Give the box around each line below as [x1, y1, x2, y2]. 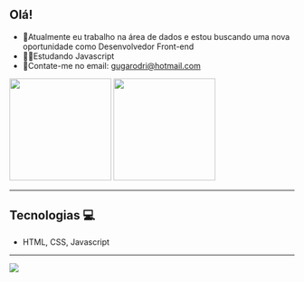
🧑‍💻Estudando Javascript [22, 50, 115, 62]
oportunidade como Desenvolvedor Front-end [22, 41, 195, 52]
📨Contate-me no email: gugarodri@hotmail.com [22, 60, 201, 71]
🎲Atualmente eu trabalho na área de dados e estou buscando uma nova [22, 31, 290, 42]
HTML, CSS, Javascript [22, 236, 110, 248]
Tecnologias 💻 [9, 208, 96, 223]
